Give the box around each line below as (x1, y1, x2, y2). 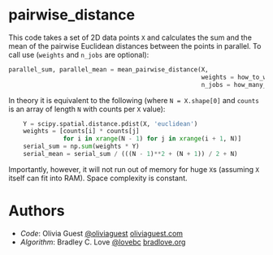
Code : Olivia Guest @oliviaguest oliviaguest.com (19, 228, 184, 238)
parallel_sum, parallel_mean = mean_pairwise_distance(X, (8, 65, 209, 74)
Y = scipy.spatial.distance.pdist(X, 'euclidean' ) (23, 119, 198, 127)
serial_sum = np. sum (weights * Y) (23, 142, 140, 151)
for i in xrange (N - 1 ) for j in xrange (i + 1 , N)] (63, 135, 242, 143)
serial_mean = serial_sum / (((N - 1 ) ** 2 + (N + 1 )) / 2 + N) (23, 150, 238, 158)
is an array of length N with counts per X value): (8, 104, 166, 114)
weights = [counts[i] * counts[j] (23, 127, 140, 136)
